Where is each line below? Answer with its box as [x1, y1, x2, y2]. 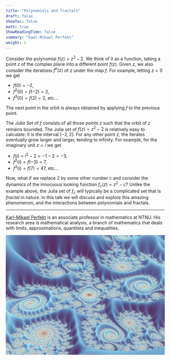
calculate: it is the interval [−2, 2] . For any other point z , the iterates [6, 132, 145, 138]
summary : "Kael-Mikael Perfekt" [6, 35, 74, 40]
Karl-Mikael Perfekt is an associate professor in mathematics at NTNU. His [6, 214, 161, 220]
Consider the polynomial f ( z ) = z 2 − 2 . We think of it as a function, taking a [6, 55, 161, 62]
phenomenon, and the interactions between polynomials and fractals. [6, 200, 150, 206]
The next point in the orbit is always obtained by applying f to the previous [6, 104, 160, 111]
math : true [6, 24, 29, 29]
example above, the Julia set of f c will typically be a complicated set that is [6, 188, 161, 195]
